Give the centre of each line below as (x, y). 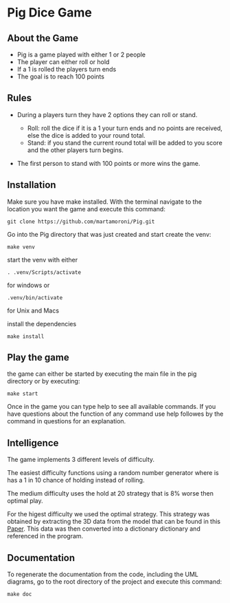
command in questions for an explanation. (67, 421)
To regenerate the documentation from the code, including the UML (103, 574)
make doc (20, 594)
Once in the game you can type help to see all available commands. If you (112, 407)
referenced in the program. (45, 536)
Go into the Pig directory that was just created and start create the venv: (109, 234)
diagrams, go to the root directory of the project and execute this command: (115, 582)
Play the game (38, 358)
